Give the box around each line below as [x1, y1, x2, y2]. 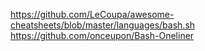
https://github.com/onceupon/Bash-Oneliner [10, 30, 195, 41]
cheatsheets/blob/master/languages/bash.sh [10, 19, 196, 31]
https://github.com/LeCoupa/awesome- [10, 9, 175, 20]
